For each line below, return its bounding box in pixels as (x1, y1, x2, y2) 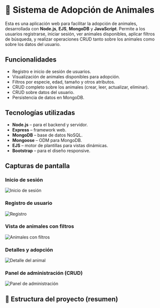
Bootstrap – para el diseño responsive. (12, 148, 91, 154)
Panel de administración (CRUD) (5, 270, 83, 277)
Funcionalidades (5, 56, 57, 64)
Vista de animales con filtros (5, 223, 74, 230)
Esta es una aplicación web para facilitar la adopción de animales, (5, 21, 138, 26)
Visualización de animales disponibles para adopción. (12, 73, 120, 80)
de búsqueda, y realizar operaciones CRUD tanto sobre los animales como (5, 36, 155, 42)
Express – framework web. (12, 127, 67, 132)
